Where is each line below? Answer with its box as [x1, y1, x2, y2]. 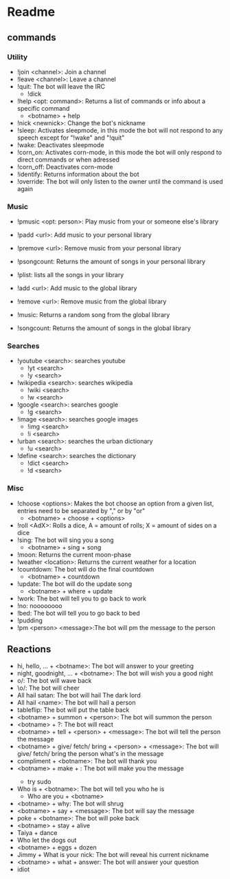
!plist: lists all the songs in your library [16, 271, 124, 279]
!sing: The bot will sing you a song [16, 536, 115, 544]
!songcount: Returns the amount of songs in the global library [16, 324, 191, 332]
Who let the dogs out [16, 836, 77, 844]
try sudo [27, 777, 51, 785]
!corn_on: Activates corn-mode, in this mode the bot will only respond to [16, 148, 222, 156]
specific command [16, 104, 70, 112]
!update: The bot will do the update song [16, 579, 133, 588]
